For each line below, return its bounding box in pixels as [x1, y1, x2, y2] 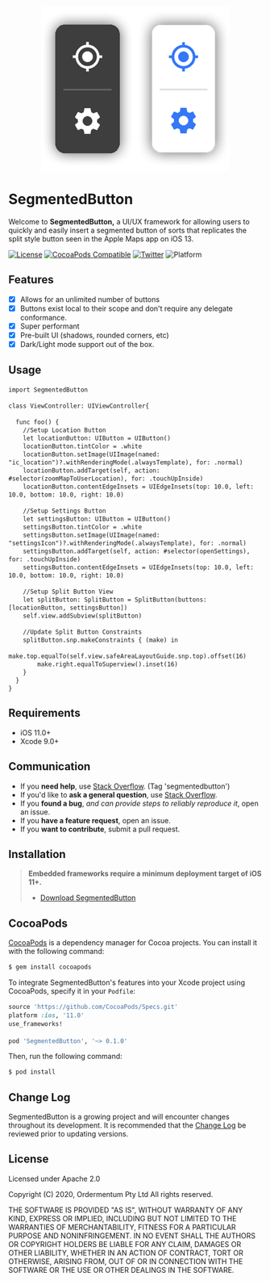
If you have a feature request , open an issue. [19, 815, 172, 825]
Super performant [19, 321, 80, 331]
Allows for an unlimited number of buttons [19, 294, 160, 304]
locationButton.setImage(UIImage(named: [23, 450, 160, 458]
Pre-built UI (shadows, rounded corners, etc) [19, 330, 169, 340]
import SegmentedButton [8, 386, 89, 394]
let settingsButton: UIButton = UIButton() [23, 515, 172, 523]
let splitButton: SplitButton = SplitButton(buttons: [23, 596, 207, 604]
